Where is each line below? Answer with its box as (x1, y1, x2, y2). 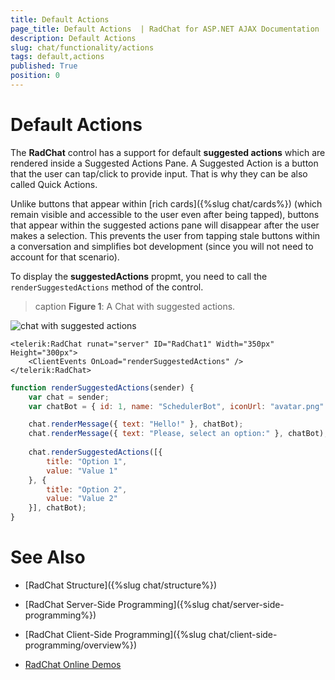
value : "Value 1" (46, 466, 118, 476)
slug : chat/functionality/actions (10, 42, 155, 53)
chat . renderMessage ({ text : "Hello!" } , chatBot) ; (28, 419, 244, 430)
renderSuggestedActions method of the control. (10, 281, 204, 293)
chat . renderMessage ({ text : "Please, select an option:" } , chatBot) (28, 429, 325, 439)
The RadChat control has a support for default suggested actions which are (10, 146, 326, 158)
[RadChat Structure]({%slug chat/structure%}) (24, 579, 217, 591)
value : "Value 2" (46, 494, 118, 504)
